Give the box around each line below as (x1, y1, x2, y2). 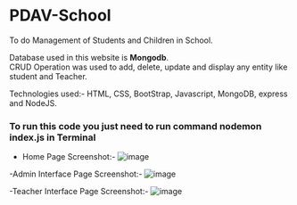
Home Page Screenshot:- (21, 152, 116, 162)
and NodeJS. (9, 97, 58, 108)
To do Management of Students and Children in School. (9, 35, 213, 45)
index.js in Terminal (9, 131, 96, 143)
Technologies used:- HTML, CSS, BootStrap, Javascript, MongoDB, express (9, 88, 288, 99)
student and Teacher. (9, 70, 87, 81)
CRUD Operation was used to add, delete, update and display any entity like (9, 61, 288, 72)
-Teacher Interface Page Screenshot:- (9, 186, 149, 197)
